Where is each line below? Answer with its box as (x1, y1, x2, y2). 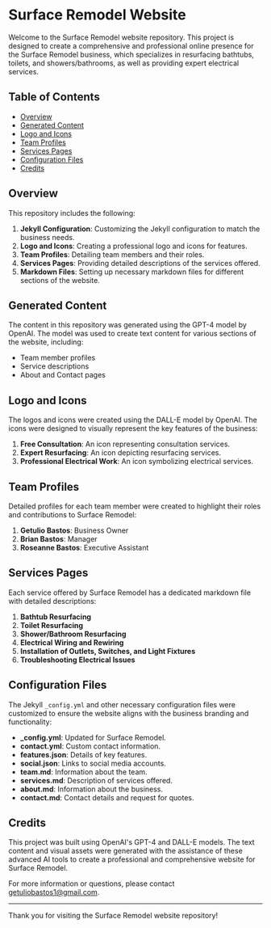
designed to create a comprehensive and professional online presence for (8, 40, 254, 50)
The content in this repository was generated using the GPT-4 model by (8, 320, 248, 330)
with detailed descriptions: (8, 596, 97, 605)
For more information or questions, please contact (8, 879, 175, 888)
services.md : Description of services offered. (19, 775, 173, 785)
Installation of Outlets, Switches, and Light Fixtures (19, 646, 196, 656)
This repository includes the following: (8, 208, 135, 217)
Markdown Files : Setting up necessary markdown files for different (19, 267, 244, 276)
